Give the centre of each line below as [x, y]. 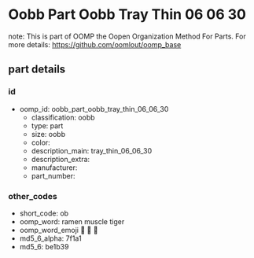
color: [41, 142]
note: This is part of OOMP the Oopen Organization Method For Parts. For [127, 36]
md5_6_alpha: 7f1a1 [50, 238]
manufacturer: [54, 168]
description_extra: [61, 159]
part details [37, 70]
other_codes [33, 196]
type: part [47, 125]
